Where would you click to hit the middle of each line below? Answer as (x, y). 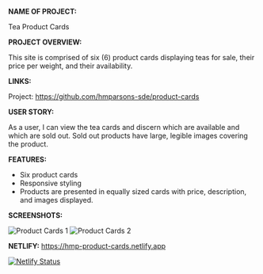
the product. (29, 144)
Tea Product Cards (39, 27)
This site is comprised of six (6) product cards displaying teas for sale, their (131, 57)
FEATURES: (28, 159)
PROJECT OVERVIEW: (45, 42)
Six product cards (49, 175)
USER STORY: (31, 112)
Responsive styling (50, 183)
